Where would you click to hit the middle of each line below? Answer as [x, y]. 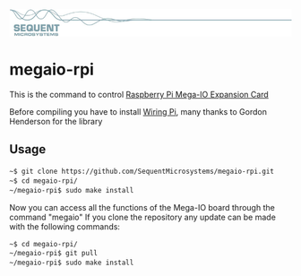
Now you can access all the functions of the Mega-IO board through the [142, 207]
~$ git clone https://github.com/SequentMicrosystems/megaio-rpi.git [142, 171]
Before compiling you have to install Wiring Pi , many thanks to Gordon [138, 112]
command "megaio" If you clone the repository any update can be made [142, 217]
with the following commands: [65, 226]
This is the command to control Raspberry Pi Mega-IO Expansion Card [139, 95]
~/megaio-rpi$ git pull [54, 254]
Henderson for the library [56, 122]
